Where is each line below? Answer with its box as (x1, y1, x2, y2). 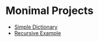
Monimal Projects (5, 4, 94, 17)
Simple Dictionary (14, 23, 58, 30)
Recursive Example (14, 29, 62, 36)
